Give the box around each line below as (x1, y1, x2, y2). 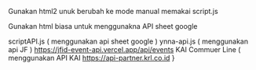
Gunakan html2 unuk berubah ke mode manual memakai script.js (8, 7, 218, 16)
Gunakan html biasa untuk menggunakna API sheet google (8, 22, 198, 30)
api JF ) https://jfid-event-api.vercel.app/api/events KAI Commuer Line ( (8, 45, 241, 54)
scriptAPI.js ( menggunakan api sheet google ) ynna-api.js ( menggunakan (8, 37, 249, 46)
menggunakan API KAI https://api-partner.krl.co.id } (8, 54, 175, 62)
